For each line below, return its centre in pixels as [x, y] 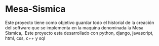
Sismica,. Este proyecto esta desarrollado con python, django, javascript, [79, 33]
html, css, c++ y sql [25, 38]
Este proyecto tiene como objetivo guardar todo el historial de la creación [80, 23]
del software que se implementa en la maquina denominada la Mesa [74, 27]
